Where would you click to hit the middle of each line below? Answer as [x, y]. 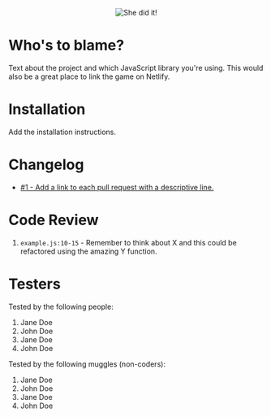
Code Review [54, 220]
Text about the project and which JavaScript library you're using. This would [136, 67]
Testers [34, 284]
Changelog [46, 165]
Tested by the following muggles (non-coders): [87, 364]
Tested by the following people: [61, 306]
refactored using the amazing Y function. [88, 251]
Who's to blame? [66, 46]
